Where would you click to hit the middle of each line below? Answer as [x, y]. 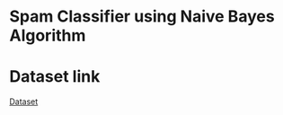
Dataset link [55, 77]
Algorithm [48, 35]
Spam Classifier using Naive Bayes [142, 17]
